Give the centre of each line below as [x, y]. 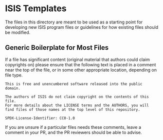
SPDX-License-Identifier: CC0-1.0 [40, 118]
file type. [14, 75]
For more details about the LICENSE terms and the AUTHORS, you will [77, 105]
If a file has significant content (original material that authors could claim [77, 60]
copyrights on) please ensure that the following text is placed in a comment [81, 64]
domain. [13, 88]
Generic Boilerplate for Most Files [57, 48]
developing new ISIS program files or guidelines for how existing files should [82, 27]
